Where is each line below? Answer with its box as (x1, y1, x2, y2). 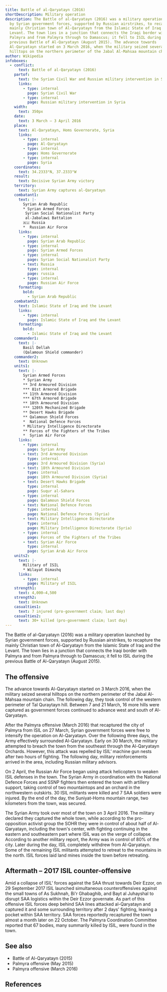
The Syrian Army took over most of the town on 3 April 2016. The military (5, 810, 155, 816)
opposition (5, 820, 27, 826)
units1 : (14, 364, 30, 369)
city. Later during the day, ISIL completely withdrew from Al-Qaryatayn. (5, 842, 151, 848)
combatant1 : (14, 192, 39, 197)
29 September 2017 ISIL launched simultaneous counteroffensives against (5, 885, 158, 891)
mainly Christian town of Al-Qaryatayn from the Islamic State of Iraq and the (5, 643, 161, 649)
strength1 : (14, 586, 37, 591)
